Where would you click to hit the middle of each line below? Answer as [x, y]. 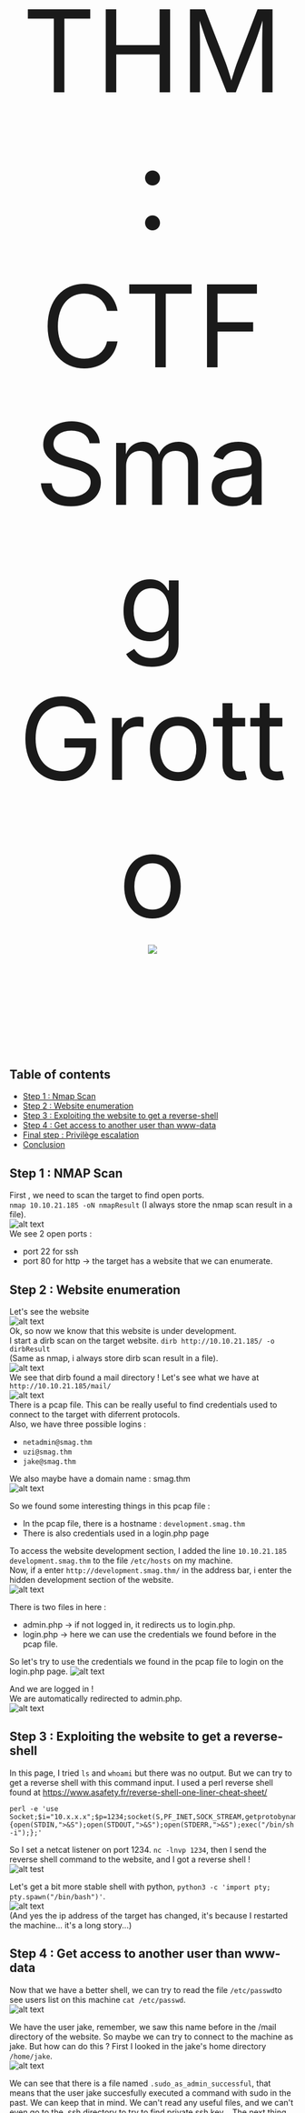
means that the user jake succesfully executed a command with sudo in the [151, 2093]
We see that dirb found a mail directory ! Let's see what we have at [134, 1377]
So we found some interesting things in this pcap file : [110, 1506]
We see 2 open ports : [51, 1234]
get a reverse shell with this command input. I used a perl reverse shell [142, 1782]
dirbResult [30, 1349]
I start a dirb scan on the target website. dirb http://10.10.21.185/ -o [142, 1341]
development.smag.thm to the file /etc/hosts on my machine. [121, 1561]
